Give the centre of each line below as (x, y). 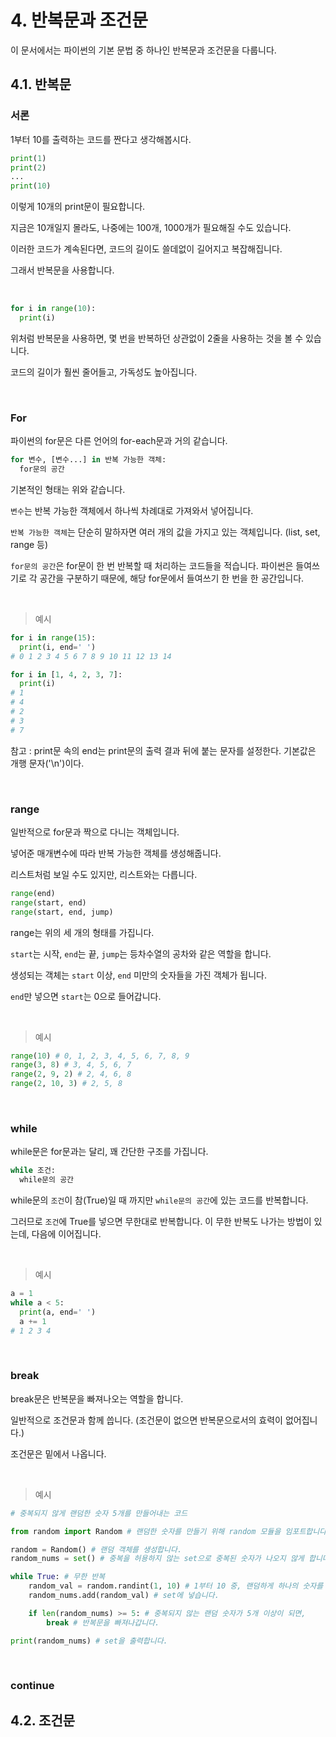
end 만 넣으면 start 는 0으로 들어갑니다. (86, 996)
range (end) (33, 893)
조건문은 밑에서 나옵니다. (58, 1453)
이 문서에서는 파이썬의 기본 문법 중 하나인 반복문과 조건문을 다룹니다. (143, 50)
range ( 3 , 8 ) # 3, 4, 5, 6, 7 (71, 1065)
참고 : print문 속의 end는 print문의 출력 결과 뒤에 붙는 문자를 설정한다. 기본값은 (163, 750)
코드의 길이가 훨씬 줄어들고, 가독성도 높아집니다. (104, 372)
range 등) (29, 544)
